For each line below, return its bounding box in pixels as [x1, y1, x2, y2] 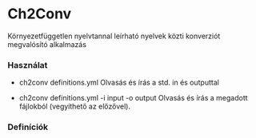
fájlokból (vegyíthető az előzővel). [18, 101, 131, 112]
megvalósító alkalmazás [7, 39, 87, 49]
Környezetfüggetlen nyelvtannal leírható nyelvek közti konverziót [7, 31, 221, 41]
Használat [7, 59, 48, 70]
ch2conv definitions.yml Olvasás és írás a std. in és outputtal [18, 77, 219, 88]
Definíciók [7, 121, 49, 132]
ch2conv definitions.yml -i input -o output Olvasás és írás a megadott [18, 93, 249, 103]
